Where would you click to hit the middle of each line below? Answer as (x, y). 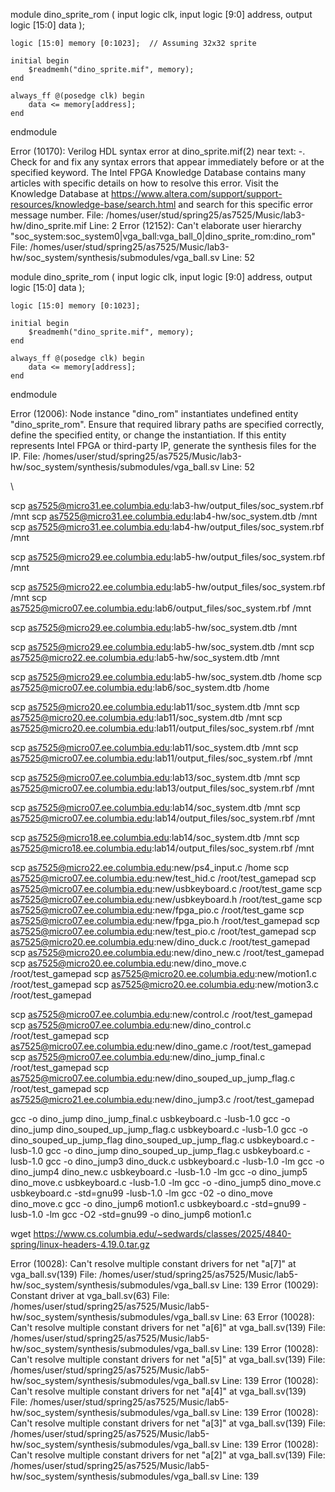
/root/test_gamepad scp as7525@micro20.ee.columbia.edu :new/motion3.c (165, 984)
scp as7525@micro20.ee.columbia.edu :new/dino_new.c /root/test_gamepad (167, 952)
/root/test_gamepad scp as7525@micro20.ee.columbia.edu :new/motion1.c (163, 973)
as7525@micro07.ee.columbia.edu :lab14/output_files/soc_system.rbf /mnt (162, 818)
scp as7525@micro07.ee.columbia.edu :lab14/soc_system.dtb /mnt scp (155, 807)
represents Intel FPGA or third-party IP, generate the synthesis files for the (163, 445)
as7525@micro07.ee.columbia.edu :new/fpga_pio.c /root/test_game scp (157, 910)
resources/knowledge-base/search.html (93, 204)
